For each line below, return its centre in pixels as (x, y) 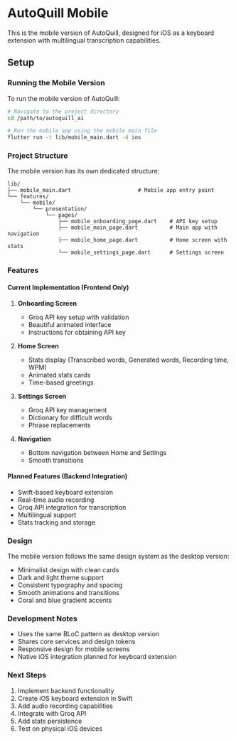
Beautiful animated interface (70, 324)
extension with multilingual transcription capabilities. (84, 40)
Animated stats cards (59, 375)
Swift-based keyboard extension (65, 492)
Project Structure (38, 156)
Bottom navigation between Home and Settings (97, 452)
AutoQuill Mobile (58, 13)
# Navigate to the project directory (63, 112)
